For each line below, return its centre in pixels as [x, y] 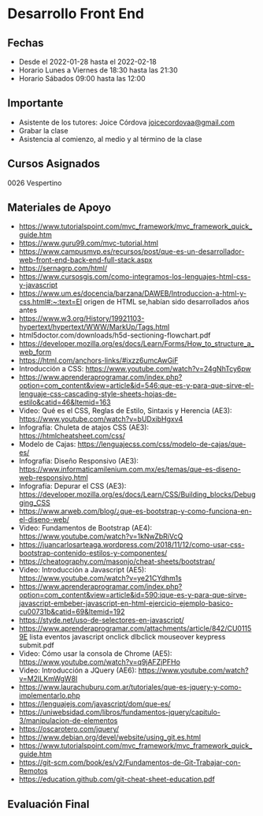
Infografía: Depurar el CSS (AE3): [72, 486]
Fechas [26, 43]
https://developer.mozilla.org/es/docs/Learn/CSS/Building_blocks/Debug [137, 494]
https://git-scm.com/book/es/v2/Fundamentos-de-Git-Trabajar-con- [130, 762]
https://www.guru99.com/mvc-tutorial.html [89, 243]
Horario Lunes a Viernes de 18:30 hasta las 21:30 [98, 70]
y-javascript [38, 285]
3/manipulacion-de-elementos [68, 721]
